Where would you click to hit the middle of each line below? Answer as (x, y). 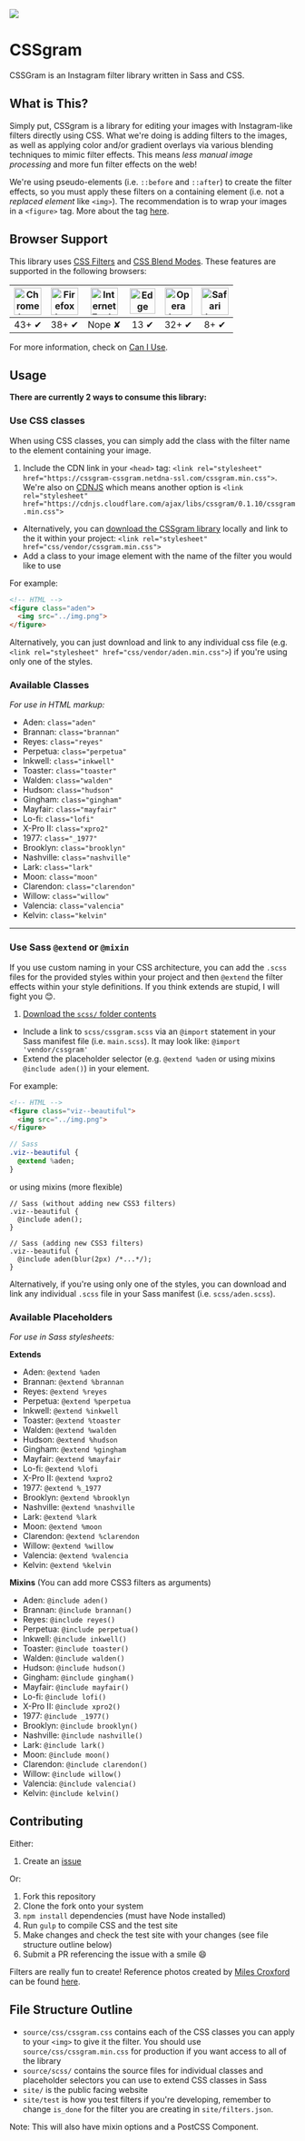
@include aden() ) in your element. (86, 1068)
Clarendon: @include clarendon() (85, 1764)
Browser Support (59, 239)
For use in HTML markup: (57, 705)
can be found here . (45, 1981)
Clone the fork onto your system (83, 1906)
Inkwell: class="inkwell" (69, 761)
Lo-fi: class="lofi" (58, 819)
